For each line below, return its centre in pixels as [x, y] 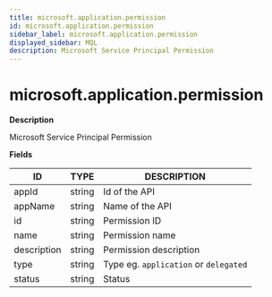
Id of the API [128, 191]
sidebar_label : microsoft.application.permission [104, 34]
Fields [21, 155]
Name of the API [137, 207]
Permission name [139, 235]
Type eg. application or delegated [175, 265]
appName [34, 207]
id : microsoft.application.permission [81, 26]
